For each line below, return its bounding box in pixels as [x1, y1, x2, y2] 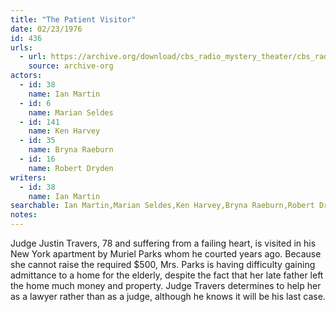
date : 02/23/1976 [10, 24, 83, 34]
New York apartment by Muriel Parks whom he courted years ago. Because [10, 248, 322, 260]
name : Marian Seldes [28, 107, 114, 118]
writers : [10, 172, 47, 183]
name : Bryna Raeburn [28, 145, 114, 155]
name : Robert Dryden [28, 163, 114, 173]
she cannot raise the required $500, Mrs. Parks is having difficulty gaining [10, 259, 316, 270]
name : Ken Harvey [28, 126, 101, 136]
